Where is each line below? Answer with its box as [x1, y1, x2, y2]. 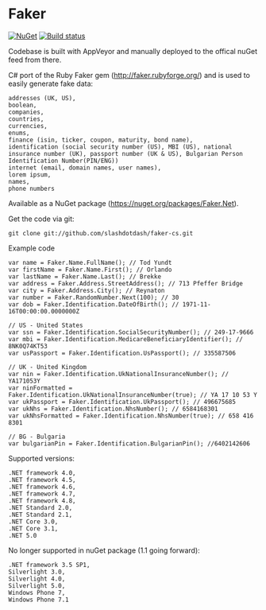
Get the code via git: [8, 214, 75, 223]
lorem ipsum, [8, 170, 52, 179]
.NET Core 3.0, [8, 518, 59, 526]
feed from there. [8, 55, 62, 64]
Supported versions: [8, 453, 75, 463]
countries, [8, 115, 44, 123]
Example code [8, 243, 56, 253]
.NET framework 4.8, [8, 496, 77, 505]
